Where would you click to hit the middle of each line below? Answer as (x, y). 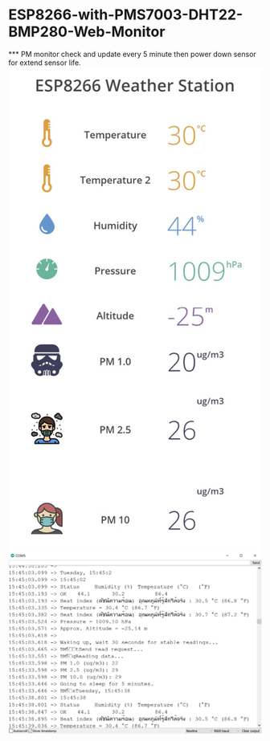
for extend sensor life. (45, 63)
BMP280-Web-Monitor (87, 32)
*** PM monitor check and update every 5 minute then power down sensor (133, 54)
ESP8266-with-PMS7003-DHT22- (126, 15)
